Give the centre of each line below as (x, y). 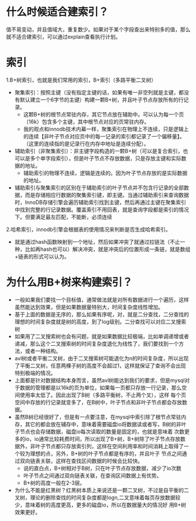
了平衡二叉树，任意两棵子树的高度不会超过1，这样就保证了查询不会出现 (100, 365)
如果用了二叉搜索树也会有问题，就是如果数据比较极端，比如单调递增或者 (102, 336)
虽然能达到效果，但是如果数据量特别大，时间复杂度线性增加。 (89, 307)
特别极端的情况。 (35, 373)
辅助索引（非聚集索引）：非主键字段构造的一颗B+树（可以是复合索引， (99, 151)
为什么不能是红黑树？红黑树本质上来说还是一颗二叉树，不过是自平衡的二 (102, 490)
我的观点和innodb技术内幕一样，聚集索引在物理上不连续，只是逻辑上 (106, 129)
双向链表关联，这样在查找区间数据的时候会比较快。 (81, 461)
